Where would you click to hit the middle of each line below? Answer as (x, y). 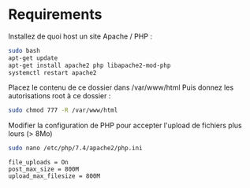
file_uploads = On (38, 163)
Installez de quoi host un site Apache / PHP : (80, 36)
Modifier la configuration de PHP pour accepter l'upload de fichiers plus (125, 125)
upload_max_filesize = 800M (54, 176)
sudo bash (24, 50)
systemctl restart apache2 (52, 72)
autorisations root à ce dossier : (60, 96)
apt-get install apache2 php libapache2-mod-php (90, 65)
